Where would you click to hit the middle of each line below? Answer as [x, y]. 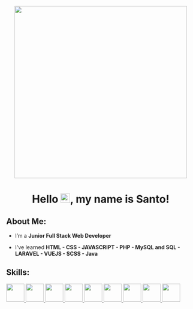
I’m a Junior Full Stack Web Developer [63, 236]
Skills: [18, 272]
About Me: [26, 221]
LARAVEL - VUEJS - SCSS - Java [56, 254]
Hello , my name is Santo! [101, 199]
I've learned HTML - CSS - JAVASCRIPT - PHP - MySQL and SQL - [97, 247]
